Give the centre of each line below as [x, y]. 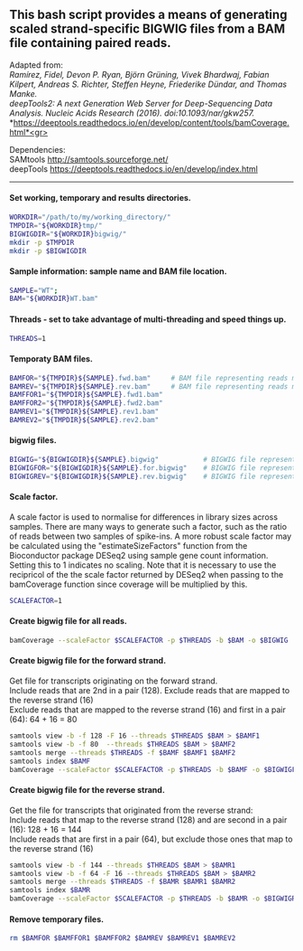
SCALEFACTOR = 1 [36, 600]
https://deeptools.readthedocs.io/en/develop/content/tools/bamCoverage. [151, 122]
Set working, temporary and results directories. [100, 198]
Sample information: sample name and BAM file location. [118, 271]
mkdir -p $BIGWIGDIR [48, 251]
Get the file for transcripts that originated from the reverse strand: [131, 810]
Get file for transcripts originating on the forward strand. [114, 681]
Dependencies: [37, 149]
